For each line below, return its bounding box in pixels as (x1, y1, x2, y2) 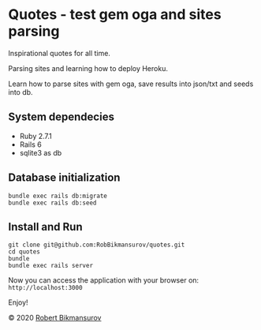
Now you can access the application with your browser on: (8, 276, 199, 285)
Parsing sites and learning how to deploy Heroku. (8, 63, 168, 73)
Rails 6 (19, 140, 42, 149)
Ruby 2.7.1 (19, 131, 53, 141)
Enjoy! (8, 298, 29, 307)
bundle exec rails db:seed (8, 199, 97, 207)
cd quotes (8, 248, 41, 256)
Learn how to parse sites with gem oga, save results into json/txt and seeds (8, 79, 254, 88)
